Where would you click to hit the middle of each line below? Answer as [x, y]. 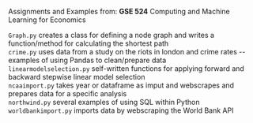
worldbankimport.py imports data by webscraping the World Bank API [121, 110]
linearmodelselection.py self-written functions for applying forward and [126, 69]
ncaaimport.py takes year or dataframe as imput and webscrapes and [121, 85]
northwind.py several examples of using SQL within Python [104, 102]
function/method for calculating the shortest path [89, 43]
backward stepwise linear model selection [77, 77]
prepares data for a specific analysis [68, 93]
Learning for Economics [47, 20]
